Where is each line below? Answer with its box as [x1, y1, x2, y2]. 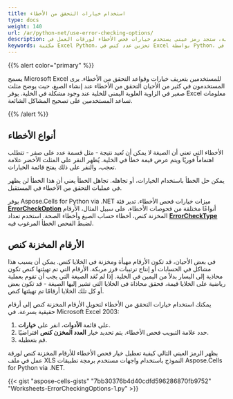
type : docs [8, 17, 39, 23]
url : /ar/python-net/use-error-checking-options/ [8, 29, 154, 37]
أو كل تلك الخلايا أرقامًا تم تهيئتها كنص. [8, 286, 104, 295]
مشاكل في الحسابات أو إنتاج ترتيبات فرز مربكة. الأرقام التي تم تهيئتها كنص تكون [8, 264, 212, 273]
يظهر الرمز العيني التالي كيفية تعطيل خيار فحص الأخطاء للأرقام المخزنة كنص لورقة [8, 349, 218, 357]
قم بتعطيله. [17, 335, 48, 344]
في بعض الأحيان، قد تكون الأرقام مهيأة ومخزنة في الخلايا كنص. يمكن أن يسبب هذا [8, 257, 216, 266]
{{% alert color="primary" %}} [8, 61, 95, 69]
